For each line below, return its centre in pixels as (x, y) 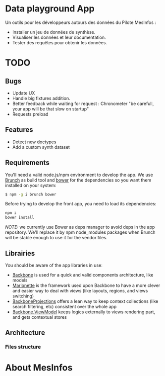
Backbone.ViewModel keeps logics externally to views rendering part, (83, 312)
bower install (20, 218)
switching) (23, 296)
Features (19, 130)
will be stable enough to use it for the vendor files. (56, 238)
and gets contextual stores (39, 317)
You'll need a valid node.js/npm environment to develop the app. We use (79, 175)
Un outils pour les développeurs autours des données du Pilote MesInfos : (81, 22)
